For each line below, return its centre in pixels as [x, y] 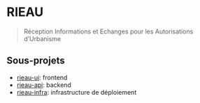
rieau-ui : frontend [42, 77]
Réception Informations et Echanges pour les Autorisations [108, 31]
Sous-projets [36, 61]
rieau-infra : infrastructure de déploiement [77, 92]
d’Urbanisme [42, 38]
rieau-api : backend [44, 85]
